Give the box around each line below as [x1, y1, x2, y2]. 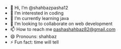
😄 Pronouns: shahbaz [10, 33, 57, 39]
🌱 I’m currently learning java [10, 15, 69, 21]
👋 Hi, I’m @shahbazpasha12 [10, 5, 69, 10]
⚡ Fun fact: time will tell [10, 39, 59, 45]
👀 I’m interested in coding [10, 10, 64, 16]
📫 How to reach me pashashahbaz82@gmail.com [10, 26, 116, 32]
